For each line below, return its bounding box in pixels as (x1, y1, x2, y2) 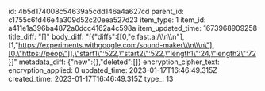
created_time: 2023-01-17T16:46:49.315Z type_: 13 (8, 74, 174, 83)
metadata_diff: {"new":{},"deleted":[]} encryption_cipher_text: (18, 57, 220, 66)
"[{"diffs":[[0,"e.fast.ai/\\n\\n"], (85, 32, 185, 41)
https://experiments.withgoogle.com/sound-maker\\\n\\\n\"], (18, 40, 214, 50)
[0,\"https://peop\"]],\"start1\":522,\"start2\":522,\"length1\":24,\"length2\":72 (8, 49, 256, 58)
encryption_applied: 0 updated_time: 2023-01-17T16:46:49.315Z (8, 66, 218, 74)
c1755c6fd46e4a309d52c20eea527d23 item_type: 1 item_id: (8, 15, 206, 25)
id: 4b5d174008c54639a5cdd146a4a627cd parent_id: (8, 7, 184, 16)
